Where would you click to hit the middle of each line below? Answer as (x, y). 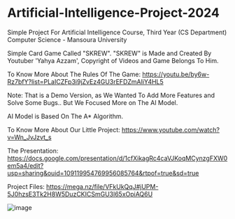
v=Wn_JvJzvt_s (29, 137)
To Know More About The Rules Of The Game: (74, 74)
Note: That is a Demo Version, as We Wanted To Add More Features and (111, 95)
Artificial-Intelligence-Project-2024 (114, 13)
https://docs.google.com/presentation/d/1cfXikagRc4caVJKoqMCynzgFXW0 (117, 158)
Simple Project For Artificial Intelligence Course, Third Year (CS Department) (117, 32)
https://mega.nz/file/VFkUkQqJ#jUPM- (102, 186)
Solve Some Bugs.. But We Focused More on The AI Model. (93, 102)
